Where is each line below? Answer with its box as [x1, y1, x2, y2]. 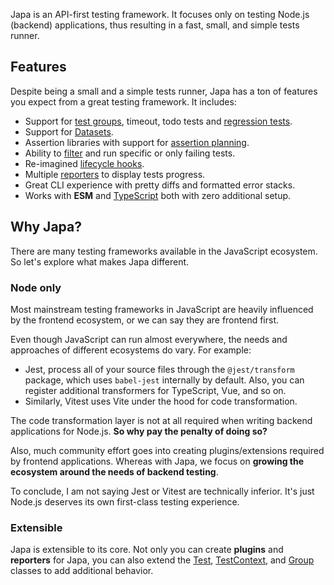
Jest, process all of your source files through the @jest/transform [24, 363, 295, 375]
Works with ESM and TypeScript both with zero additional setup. [24, 189, 292, 201]
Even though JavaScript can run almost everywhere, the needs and [10, 333, 288, 345]
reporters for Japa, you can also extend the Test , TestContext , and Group [10, 554, 315, 566]
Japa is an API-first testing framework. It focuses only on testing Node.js [10, 9, 310, 20]
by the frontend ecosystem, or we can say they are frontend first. [10, 314, 280, 326]
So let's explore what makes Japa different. [10, 255, 190, 268]
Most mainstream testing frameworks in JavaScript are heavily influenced [10, 303, 314, 315]
